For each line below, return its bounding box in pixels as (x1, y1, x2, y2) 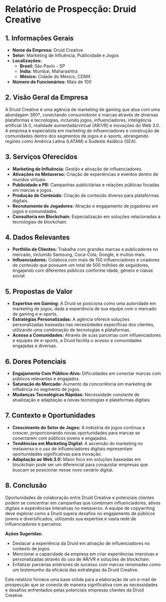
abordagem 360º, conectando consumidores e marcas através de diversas (5, 112, 159, 118)
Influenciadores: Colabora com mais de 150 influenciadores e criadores (12, 257, 160, 263)
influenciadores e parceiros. (5, 521, 62, 527)
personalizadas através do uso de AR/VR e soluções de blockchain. (12, 556, 150, 562)
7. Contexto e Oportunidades (5, 411, 96, 420)
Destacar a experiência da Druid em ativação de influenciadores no (12, 540, 150, 546)
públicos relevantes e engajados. (12, 376, 80, 382)
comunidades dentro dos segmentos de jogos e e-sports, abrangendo (5, 133, 149, 139)
